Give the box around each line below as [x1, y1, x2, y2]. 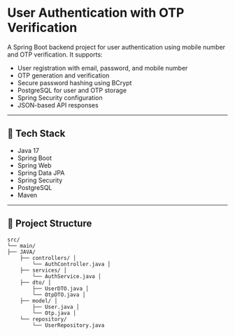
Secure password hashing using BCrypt [17, 78, 132, 87]
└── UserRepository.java [32, 321, 105, 329]
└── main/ [7, 242, 36, 249]
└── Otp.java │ [32, 309, 77, 316]
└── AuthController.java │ [32, 261, 111, 268]
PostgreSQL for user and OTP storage [17, 86, 127, 94]
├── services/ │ [20, 267, 68, 274]
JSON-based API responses [17, 101, 99, 109]
